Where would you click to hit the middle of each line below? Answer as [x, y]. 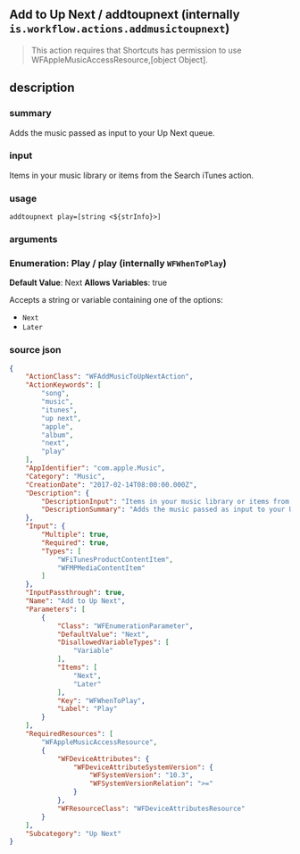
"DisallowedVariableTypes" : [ [113, 642]
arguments [33, 239]
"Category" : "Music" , [65, 476]
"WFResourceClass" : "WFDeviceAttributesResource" [151, 808]
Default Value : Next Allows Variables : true [88, 283]
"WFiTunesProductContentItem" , [115, 559]
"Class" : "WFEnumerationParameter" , [125, 626]
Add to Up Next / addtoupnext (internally [125, 15]
